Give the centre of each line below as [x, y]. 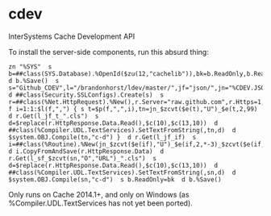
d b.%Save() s [34, 81]
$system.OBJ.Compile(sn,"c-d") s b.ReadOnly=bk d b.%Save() [115, 179]
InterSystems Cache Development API [72, 36]
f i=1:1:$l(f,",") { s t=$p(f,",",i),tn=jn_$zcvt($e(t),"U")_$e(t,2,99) [133, 109]
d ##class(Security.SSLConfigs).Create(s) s [86, 95]
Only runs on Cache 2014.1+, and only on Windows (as [99, 194]
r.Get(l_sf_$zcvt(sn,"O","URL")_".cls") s [83, 158]
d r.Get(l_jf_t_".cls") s [54, 116]
